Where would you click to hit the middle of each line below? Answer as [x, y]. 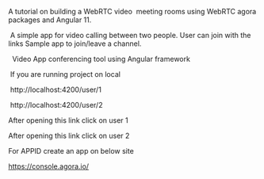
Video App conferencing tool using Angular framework [101, 59]
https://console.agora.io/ [49, 166]
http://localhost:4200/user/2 [56, 105]
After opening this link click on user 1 [68, 120]
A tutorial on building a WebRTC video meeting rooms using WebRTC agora [132, 11]
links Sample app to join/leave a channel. [75, 44]
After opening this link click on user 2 [69, 135]
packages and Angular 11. [50, 20]
